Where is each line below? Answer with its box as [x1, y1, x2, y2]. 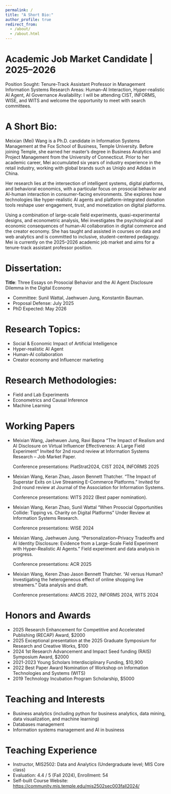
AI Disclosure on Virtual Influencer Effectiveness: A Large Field [12, 443, 145, 449]
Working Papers [5, 420, 75, 432]
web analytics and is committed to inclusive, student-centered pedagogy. [5, 233, 160, 239]
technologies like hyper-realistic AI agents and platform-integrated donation [5, 196, 165, 203]
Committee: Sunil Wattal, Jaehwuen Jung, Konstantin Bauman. [12, 295, 144, 301]
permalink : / [5, 7, 33, 13]
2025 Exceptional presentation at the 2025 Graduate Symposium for [12, 637, 157, 644]
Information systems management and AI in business [12, 726, 125, 733]
